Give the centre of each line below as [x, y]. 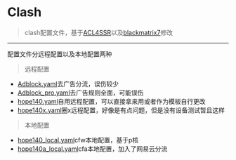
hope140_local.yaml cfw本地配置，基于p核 [78, 140]
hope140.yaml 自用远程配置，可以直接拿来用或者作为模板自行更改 [111, 101]
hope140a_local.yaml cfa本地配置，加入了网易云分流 [92, 149]
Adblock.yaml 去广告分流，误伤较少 [68, 84]
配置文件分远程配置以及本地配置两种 [60, 54]
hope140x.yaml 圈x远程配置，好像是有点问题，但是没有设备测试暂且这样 [121, 110]
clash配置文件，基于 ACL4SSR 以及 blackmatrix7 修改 [99, 32]
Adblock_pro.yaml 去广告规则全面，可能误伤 [80, 93]
